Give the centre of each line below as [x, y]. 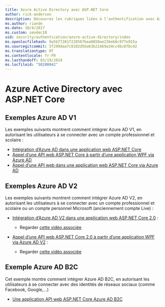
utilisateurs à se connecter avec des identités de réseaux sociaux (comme [80, 284]
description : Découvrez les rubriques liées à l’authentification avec [80, 19]
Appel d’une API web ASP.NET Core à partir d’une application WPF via [83, 155]
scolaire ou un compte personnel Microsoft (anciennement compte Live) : [79, 208]
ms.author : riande [24, 23]
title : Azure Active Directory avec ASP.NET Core [57, 10]
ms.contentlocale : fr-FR [30, 55]
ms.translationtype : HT [29, 51]
